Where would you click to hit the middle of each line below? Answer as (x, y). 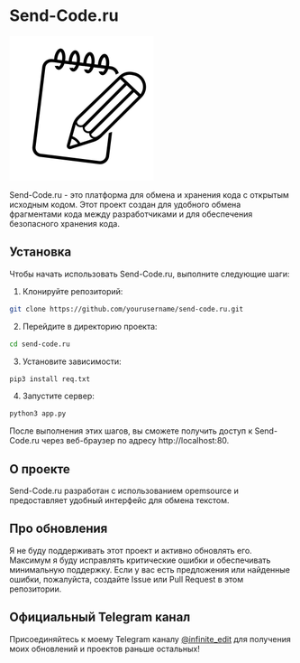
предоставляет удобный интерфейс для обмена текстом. (119, 500)
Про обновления (59, 529)
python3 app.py (38, 414)
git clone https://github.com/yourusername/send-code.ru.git (127, 309)
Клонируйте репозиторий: (73, 291)
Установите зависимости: (72, 361)
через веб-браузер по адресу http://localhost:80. (135, 441)
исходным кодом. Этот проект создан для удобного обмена (125, 204)
